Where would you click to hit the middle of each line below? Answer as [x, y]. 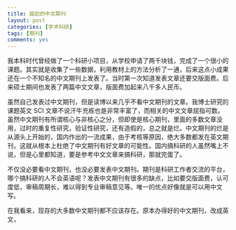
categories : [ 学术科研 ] [40, 27]
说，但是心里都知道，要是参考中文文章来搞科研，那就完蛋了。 [97, 154]
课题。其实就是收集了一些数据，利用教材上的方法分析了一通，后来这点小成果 [118, 69]
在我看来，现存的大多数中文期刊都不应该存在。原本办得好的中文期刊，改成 [115, 210]
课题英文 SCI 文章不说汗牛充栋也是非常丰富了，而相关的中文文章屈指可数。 [116, 111]
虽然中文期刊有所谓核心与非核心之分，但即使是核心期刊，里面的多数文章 [112, 119]
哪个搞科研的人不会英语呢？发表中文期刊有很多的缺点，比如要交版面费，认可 [118, 178]
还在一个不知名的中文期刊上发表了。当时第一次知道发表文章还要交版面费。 [115, 79]
